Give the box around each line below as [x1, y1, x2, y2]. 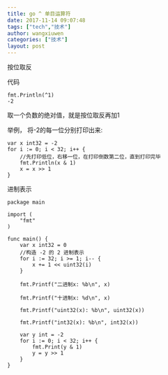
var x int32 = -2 [7, 140, 58, 147]
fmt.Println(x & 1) [20, 160, 77, 167]
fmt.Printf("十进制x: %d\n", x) [20, 295, 111, 302]
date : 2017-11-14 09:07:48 [7, 17, 86, 24]
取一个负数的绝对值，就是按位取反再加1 [7, 111, 120, 119]
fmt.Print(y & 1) [32, 344, 82, 351]
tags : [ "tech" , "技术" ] [7, 23, 71, 30]
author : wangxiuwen [7, 29, 64, 37]
